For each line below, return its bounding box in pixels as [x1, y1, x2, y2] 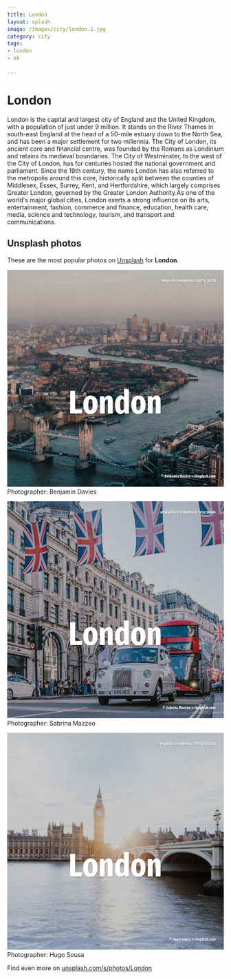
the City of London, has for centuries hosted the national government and [7, 159, 216, 167]
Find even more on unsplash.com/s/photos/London [7, 964, 153, 972]
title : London [7, 11, 48, 18]
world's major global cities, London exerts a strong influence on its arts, [7, 196, 210, 204]
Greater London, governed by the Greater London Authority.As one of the [7, 188, 215, 196]
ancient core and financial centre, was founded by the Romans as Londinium [7, 145, 224, 153]
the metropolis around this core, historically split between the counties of [7, 173, 214, 182]
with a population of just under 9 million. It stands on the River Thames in [7, 123, 214, 131]
